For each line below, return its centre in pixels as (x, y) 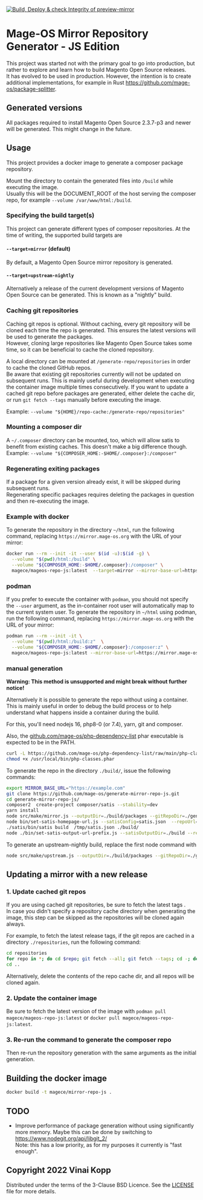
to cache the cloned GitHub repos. (49, 367)
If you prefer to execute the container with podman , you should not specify (97, 599)
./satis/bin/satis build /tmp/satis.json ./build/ (72, 827)
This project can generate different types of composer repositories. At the (98, 228)
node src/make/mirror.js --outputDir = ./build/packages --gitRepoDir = (96, 816)
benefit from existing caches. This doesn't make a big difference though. (97, 447)
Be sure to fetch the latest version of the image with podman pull (86, 1011)
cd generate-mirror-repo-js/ (43, 799)
